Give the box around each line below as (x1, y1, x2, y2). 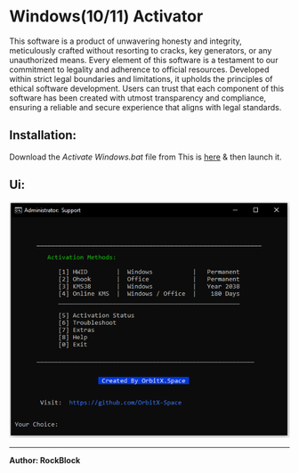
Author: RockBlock (9, 454, 81, 465)
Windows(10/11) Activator (9, 6, 204, 27)
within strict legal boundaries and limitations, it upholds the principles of (9, 73, 273, 84)
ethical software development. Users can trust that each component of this (9, 83, 285, 94)
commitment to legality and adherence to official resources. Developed (9, 64, 270, 75)
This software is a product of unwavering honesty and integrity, (9, 36, 242, 46)
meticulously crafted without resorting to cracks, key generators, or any (9, 45, 272, 55)
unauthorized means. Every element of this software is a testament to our (9, 54, 279, 65)
